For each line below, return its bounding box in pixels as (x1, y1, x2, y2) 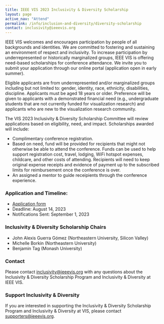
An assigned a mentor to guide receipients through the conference (12, 172, 147, 178)
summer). (5, 70, 25, 76)
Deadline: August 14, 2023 (12, 206, 66, 212)
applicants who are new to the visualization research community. (5, 106, 137, 112)
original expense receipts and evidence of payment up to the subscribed (12, 162, 160, 168)
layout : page (5, 12, 32, 17)
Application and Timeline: (5, 190, 68, 197)
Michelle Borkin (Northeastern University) (12, 240, 97, 246)
